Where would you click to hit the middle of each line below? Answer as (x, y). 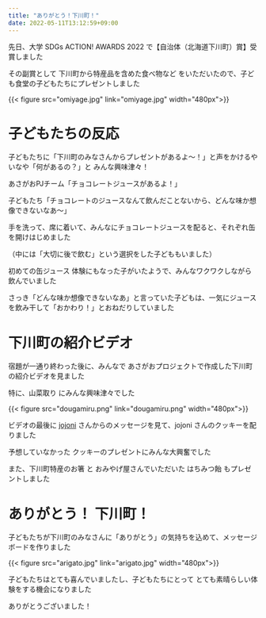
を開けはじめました (40, 237)
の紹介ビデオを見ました (46, 376)
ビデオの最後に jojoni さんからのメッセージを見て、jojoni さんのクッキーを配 (133, 425)
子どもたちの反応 (64, 134)
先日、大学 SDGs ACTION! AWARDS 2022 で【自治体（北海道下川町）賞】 (129, 46)
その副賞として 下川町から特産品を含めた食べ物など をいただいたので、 (124, 73)
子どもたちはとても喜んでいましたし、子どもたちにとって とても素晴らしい (129, 579)
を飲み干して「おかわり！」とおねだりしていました (91, 308)
